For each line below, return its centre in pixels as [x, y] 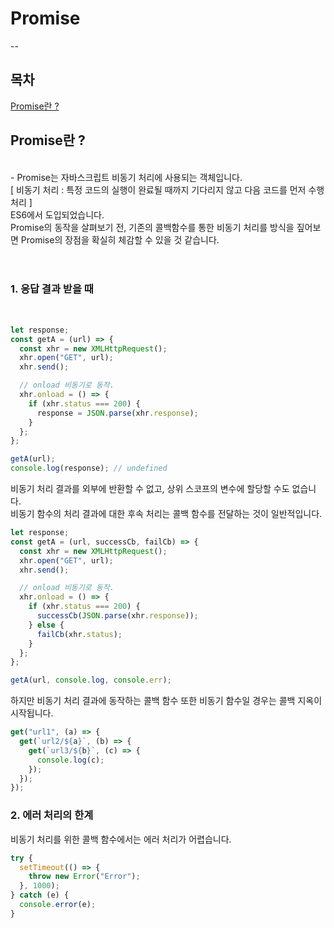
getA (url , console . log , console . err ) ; [91, 680]
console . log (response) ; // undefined [89, 468]
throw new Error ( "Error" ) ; [84, 877]
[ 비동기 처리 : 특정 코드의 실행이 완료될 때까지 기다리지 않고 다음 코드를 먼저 [158, 189]
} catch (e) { [40, 895]
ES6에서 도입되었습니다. [57, 214]
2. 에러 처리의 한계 [52, 815]
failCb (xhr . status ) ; [79, 634]
